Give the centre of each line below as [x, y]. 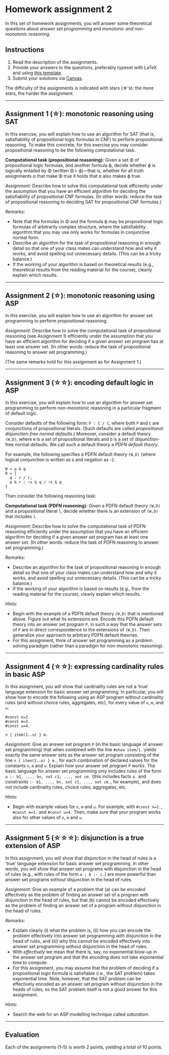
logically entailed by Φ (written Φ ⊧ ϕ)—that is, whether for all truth [75, 171]
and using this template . [37, 73]
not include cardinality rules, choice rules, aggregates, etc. [66, 787]
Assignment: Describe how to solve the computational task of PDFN [75, 526]
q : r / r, [21, 478]
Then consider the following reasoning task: [51, 496]
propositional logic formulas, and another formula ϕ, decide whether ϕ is [80, 165]
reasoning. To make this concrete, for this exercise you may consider [77, 144]
